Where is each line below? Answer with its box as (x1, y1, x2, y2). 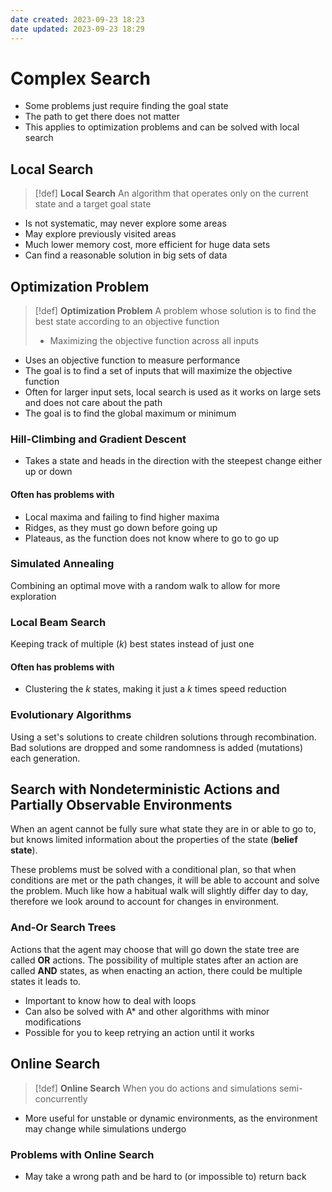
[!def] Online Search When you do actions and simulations (34, 1082, 277, 1094)
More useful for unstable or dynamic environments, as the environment (24, 1112, 318, 1124)
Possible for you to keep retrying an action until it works (24, 1026, 255, 1038)
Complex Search (10, 67, 151, 90)
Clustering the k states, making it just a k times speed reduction (24, 683, 287, 695)
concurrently (34, 1092, 88, 1105)
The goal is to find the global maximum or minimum (24, 407, 237, 420)
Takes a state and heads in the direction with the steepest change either (24, 455, 323, 467)
